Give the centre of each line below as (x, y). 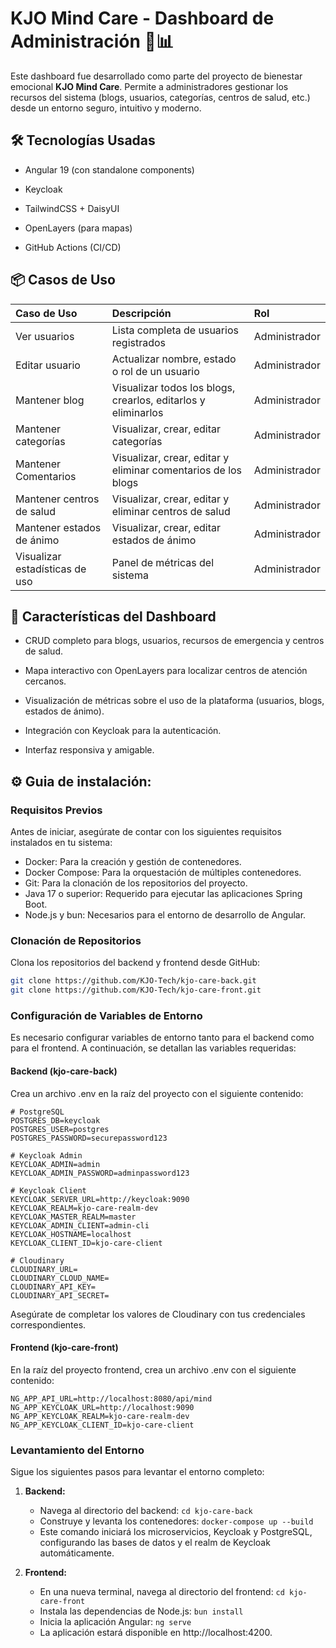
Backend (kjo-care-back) (64, 1071)
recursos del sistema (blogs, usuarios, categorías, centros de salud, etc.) (160, 97)
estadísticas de (51, 569)
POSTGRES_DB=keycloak (55, 1120)
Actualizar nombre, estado (174, 359)
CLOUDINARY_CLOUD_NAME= (60, 1278)
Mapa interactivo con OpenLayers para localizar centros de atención (166, 671)
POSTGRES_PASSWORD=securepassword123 (89, 1138)
